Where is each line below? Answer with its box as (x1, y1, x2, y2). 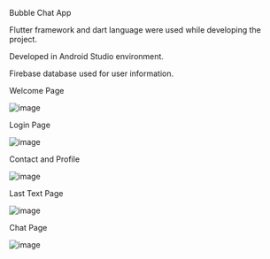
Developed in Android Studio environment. (9, 51, 164, 61)
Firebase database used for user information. (9, 68, 174, 79)
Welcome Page (9, 86, 65, 95)
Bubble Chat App (9, 8, 72, 18)
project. (9, 34, 38, 44)
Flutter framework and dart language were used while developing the (9, 25, 261, 34)
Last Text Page (9, 188, 64, 198)
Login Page (9, 119, 51, 130)
